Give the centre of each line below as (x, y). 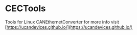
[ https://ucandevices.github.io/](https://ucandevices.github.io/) (69, 27)
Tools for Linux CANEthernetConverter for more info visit (62, 22)
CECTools (25, 9)
